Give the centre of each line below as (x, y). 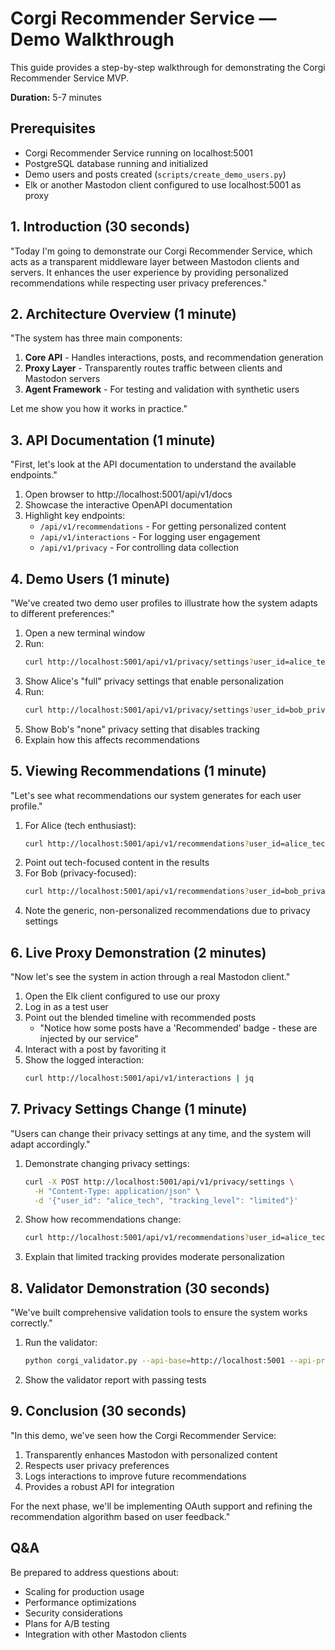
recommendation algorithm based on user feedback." (120, 1516)
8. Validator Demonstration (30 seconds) (140, 1288)
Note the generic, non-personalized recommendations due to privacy (167, 911)
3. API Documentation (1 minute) (113, 440)
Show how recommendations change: (103, 1219)
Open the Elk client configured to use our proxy (122, 996)
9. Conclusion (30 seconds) (98, 1411)
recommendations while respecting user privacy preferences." (139, 283)
